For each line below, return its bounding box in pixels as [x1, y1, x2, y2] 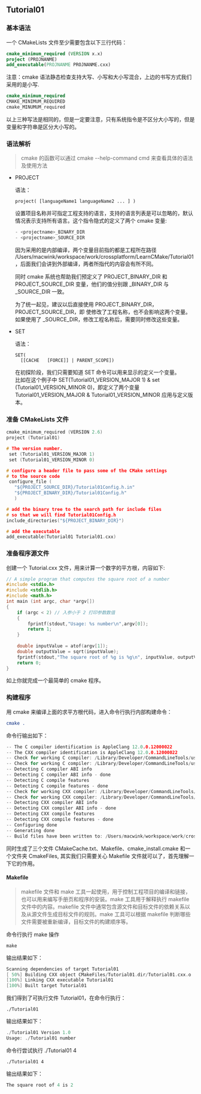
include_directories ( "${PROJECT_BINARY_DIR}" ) [6, 518, 124, 524]
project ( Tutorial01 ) [6, 435, 60, 441]
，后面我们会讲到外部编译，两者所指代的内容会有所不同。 [14, 260, 157, 267]
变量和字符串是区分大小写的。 [6, 123, 80, 130]
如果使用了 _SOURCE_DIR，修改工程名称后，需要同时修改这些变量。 [14, 315, 183, 323]
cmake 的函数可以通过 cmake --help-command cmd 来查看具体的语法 [20, 154, 193, 162]
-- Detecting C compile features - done [6, 783, 109, 789]
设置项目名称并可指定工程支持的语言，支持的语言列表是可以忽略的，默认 [14, 210, 193, 217]
